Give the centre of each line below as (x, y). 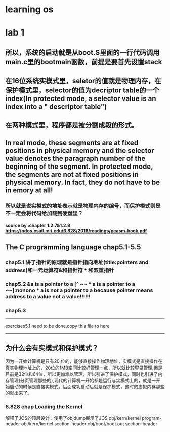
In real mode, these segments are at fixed (72, 142)
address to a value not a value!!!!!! (48, 296)
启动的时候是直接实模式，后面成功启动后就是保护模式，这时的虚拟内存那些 (87, 386)
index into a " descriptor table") (56, 107)
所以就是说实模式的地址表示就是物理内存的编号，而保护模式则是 (83, 206)
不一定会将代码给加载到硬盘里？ (44, 213)
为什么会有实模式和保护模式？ (52, 348)
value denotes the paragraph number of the (75, 158)
